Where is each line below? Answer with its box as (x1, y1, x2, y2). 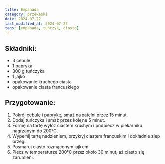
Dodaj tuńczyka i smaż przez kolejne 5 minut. (12, 117, 105, 123)
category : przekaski (5, 12, 48, 17)
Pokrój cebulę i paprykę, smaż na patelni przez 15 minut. (12, 112, 128, 118)
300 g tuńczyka (12, 68, 45, 74)
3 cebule (12, 57, 31, 63)
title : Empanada (5, 7, 39, 12)
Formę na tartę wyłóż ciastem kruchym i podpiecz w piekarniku (12, 122, 143, 128)
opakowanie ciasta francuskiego (12, 84, 79, 90)
